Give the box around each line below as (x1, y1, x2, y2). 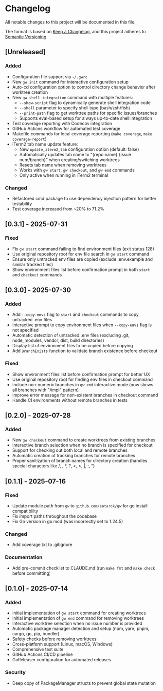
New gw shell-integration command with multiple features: (12, 94, 133, 100)
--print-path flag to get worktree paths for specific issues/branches (19, 110, 157, 116)
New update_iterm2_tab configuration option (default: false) (19, 146, 140, 152)
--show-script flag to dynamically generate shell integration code (19, 100, 151, 105)
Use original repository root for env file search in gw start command (12, 251, 149, 257)
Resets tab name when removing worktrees (19, 162, 107, 168)
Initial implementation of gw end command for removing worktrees (12, 615, 145, 621)
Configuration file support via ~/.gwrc (12, 74, 88, 80)
